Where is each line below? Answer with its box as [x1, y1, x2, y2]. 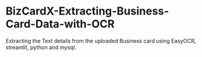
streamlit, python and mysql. [5, 44, 77, 51]
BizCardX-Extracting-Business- [5, 4, 169, 18]
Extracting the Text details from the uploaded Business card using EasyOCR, [5, 37, 197, 44]
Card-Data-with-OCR [5, 17, 115, 31]
